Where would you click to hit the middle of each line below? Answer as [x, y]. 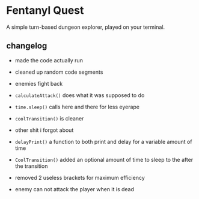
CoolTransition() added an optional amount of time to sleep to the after [104, 159]
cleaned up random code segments [59, 72]
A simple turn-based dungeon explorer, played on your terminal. [86, 27]
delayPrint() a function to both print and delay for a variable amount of [103, 141]
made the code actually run [49, 60]
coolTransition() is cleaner [49, 118]
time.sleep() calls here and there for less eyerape [77, 107]
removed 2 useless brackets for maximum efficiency [80, 177]
